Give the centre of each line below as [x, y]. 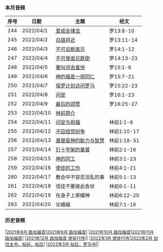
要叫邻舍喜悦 [70, 68]
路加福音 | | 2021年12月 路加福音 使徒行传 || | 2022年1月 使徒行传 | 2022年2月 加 [81, 238]
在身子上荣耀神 [73, 195]
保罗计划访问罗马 [75, 86]
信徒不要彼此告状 [75, 186]
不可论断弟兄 [70, 49]
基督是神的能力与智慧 [80, 141]
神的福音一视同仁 [75, 77]
